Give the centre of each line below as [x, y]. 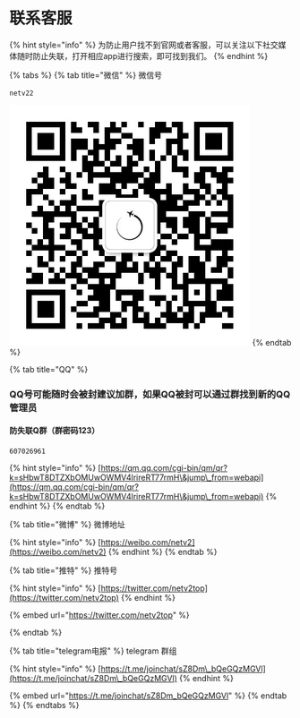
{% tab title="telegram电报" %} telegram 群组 [93, 651]
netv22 [21, 93]
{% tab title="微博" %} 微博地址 [67, 525]
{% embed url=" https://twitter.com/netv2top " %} [99, 615]
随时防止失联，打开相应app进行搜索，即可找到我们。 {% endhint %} [142, 56]
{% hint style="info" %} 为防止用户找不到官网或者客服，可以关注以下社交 [144, 45]
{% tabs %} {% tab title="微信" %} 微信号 [86, 75]
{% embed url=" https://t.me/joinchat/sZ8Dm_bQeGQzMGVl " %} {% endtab [148, 696]
